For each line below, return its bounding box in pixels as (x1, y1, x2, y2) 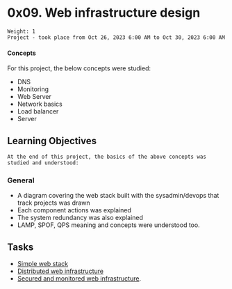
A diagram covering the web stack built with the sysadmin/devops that (17, 192, 219, 200)
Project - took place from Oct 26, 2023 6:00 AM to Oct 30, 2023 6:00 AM (7, 33, 226, 41)
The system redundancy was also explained (17, 214, 144, 222)
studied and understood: (7, 159, 79, 166)
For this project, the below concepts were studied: (7, 64, 151, 72)
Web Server (17, 93, 52, 101)
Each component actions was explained (17, 206, 132, 214)
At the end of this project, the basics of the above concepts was (7, 153, 207, 160)
